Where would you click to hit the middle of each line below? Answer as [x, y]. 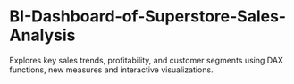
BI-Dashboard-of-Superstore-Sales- [148, 17]
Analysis [42, 35]
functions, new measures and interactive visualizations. [111, 70]
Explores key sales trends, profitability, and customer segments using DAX [147, 60]
